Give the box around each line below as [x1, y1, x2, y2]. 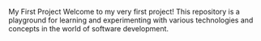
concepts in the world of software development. [8, 24, 169, 33]
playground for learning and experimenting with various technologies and [8, 15, 254, 25]
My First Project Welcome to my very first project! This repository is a [8, 7, 241, 16]
